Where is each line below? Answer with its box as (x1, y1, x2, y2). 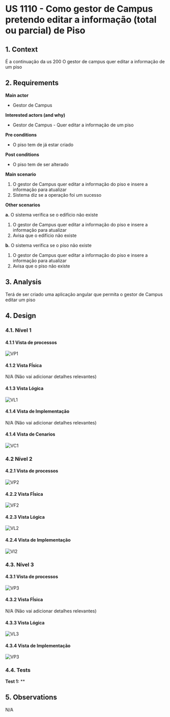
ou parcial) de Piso (5, 25, 86, 36)
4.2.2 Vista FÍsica (5, 491, 43, 497)
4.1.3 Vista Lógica (5, 385, 44, 391)
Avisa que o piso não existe (12, 263, 70, 269)
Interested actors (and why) (5, 112, 66, 118)
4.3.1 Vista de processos (5, 574, 59, 580)
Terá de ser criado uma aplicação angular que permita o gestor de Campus (5, 291, 163, 297)
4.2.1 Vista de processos (5, 468, 59, 474)
